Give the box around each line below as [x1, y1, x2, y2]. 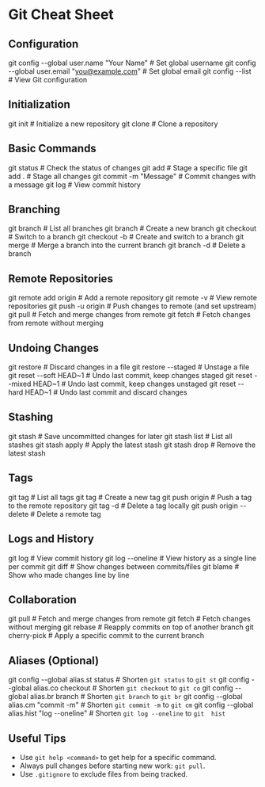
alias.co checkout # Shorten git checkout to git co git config [32, 683, 233, 693]
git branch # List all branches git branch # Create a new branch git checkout [8, 223, 257, 233]
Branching [8, 203, 61, 216]
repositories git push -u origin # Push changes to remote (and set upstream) [8, 301, 257, 311]
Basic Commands [8, 142, 97, 155]
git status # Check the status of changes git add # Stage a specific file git [8, 162, 248, 172]
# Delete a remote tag [30, 509, 101, 518]
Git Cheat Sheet [8, 6, 115, 24]
